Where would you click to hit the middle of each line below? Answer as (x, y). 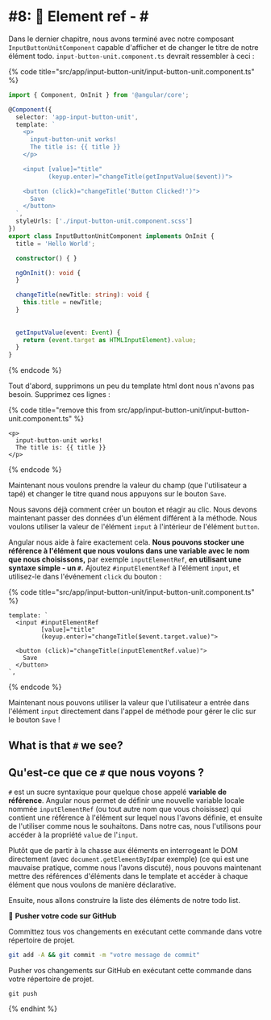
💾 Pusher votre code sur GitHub (63, 916)
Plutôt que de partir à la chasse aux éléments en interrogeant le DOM (123, 851)
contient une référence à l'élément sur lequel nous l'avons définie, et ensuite (135, 817)
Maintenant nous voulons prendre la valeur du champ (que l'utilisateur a (128, 485)
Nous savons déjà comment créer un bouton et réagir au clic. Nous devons (133, 510)
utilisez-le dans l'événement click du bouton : (85, 577)
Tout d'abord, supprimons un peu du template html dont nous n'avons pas (131, 386)
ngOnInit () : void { (48, 273)
